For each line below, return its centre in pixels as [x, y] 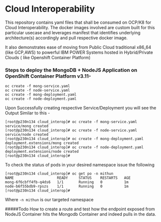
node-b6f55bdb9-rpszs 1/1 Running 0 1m [67, 187]
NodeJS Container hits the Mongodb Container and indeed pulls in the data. [80, 214]
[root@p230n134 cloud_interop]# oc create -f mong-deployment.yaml [74, 139]
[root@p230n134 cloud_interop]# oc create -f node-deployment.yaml [74, 147]
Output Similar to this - [28, 113]
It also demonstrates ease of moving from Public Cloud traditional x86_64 [78, 47]
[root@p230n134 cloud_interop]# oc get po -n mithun [59, 174]
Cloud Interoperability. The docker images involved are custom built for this [80, 27]
